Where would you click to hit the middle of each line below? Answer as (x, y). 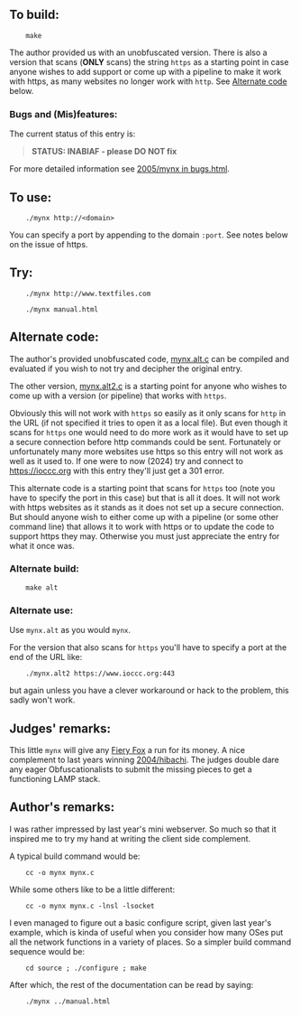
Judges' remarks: (60, 728)
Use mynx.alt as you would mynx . (70, 630)
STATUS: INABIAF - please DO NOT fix (104, 152)
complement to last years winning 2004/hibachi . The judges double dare (144, 759)
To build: (35, 15)
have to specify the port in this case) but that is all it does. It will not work (145, 498)
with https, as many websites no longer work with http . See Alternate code (148, 81)
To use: (31, 197)
